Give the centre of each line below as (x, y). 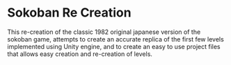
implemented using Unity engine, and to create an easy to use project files (114, 46)
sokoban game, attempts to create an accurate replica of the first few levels (115, 39)
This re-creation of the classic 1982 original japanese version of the (104, 32)
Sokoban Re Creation (69, 13)
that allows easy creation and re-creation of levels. (80, 54)
